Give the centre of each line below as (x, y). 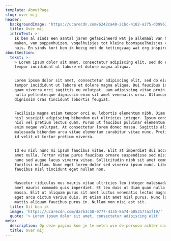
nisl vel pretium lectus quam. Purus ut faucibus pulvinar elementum (90, 123)
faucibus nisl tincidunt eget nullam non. (60, 169)
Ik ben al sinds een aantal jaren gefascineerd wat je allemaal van (89, 39)
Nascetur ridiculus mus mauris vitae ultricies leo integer (79, 183)
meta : (11, 221)
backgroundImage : (28, 24)
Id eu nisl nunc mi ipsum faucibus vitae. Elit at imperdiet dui (85, 150)
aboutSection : (20, 52)
